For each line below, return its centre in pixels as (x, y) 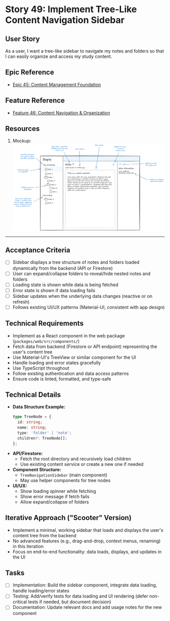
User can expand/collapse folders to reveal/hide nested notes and (81, 273)
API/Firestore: (28, 453)
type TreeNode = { (32, 417)
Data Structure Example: (39, 407)
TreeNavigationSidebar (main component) (64, 475)
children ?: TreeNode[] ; (42, 438)
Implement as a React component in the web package (69, 335)
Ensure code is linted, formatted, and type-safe (62, 378)
